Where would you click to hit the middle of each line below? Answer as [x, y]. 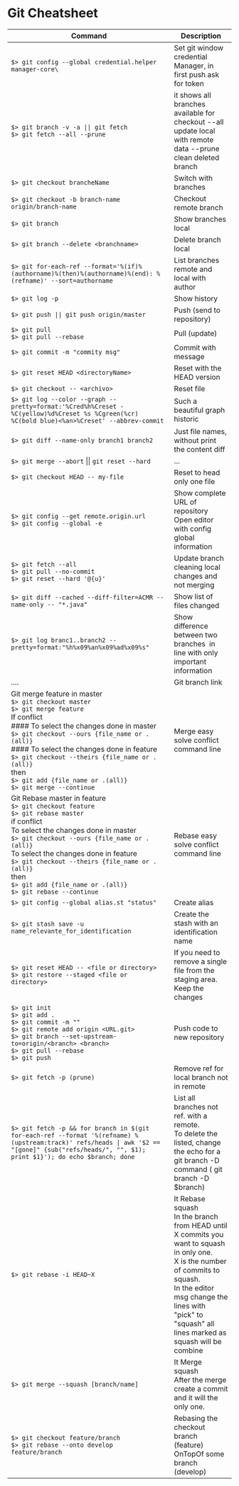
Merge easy [194, 731]
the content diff [200, 449]
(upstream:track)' [42, 1142]
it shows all [192, 95]
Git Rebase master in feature [59, 798]
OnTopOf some [199, 1454]
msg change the [201, 1297]
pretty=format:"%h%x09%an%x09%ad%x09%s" [80, 647]
